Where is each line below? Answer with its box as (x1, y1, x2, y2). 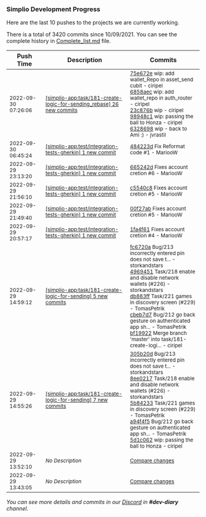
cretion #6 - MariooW (129, 170, 183, 177)
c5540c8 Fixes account (129, 184, 188, 192)
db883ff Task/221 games (129, 293, 192, 300)
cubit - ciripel (129, 82, 164, 89)
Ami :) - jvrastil (129, 132, 166, 138)
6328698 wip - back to (129, 125, 188, 132)
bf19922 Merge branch (129, 330, 187, 337)
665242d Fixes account (129, 164, 188, 171)
